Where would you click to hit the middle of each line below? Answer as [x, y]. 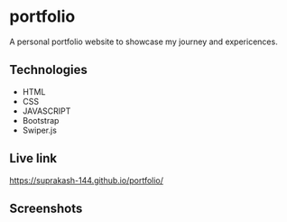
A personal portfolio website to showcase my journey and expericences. [143, 42]
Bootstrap [41, 120]
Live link [33, 158]
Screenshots [46, 208]
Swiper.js [39, 130]
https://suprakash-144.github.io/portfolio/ [87, 180]
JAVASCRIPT [46, 111]
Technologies [49, 70]
